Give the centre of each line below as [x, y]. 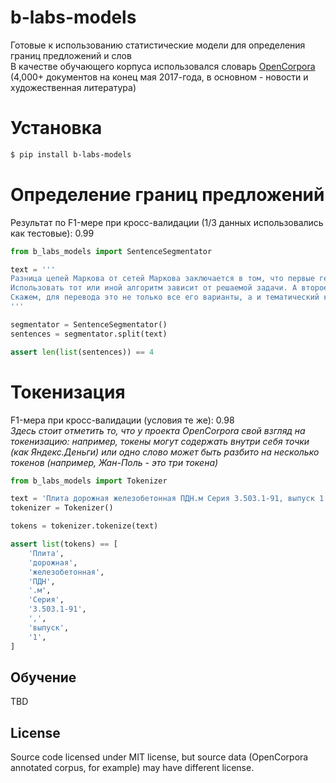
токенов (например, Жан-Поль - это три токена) [114, 462]
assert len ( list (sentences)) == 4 [82, 352]
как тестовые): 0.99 [52, 233]
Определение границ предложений [167, 194]
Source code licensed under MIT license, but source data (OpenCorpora [159, 757]
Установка [56, 128]
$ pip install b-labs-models [71, 154]
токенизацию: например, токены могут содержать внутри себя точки [160, 441]
